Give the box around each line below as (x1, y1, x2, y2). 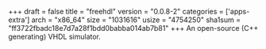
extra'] (8, 15, 30, 24)
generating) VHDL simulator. (8, 32, 102, 41)
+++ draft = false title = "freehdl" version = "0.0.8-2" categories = (8, 7, 224, 16)
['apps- (225, 7, 250, 16)
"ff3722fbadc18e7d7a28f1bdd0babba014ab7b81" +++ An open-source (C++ (8, 24, 259, 32)
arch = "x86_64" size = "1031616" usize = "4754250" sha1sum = (31, 15, 241, 24)
